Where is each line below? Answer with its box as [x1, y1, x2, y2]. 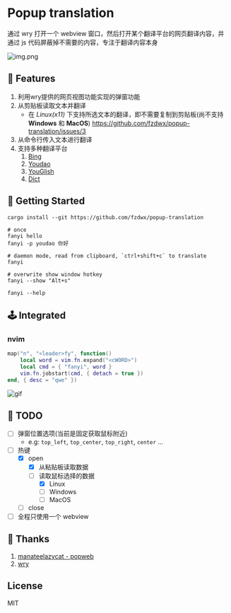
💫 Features [7, 73, 56, 85]
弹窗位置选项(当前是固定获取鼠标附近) [17, 429, 128, 438]
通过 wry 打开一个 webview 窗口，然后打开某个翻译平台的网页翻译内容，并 [7, 29, 225, 37]
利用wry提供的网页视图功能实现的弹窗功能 [17, 92, 141, 100]
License [7, 580, 43, 592]
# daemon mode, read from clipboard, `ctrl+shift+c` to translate [7, 252, 207, 259]
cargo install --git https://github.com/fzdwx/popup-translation [7, 214, 203, 221]
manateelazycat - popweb [17, 551, 94, 560]
